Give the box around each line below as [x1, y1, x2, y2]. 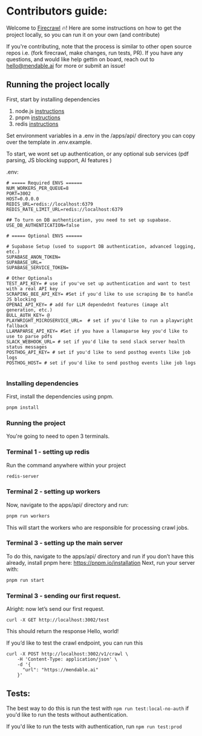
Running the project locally [6, 80, 110, 90]
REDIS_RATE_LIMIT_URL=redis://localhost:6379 [6, 206, 123, 212]
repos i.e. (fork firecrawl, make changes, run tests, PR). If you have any [6, 49, 183, 56]
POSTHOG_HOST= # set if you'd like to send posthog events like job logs [6, 360, 197, 366]
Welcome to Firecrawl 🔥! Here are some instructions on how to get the [6, 24, 181, 31]
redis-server [6, 473, 39, 479]
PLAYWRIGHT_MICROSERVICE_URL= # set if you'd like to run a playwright [6, 318, 194, 324]
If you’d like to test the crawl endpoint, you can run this [6, 639, 143, 646]
